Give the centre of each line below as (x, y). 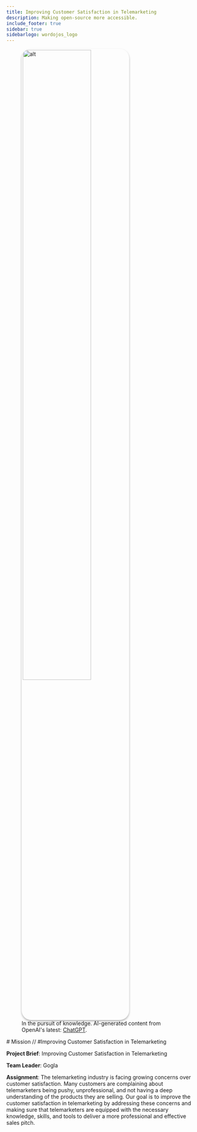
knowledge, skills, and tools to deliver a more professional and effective (96, 1116)
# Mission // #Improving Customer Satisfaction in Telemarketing (86, 1042)
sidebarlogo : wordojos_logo (42, 35)
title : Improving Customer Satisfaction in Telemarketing (81, 12)
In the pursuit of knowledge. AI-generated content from (91, 1023)
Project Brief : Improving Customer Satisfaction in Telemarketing (87, 1054)
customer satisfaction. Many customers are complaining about (85, 1084)
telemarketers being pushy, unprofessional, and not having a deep (89, 1090)
